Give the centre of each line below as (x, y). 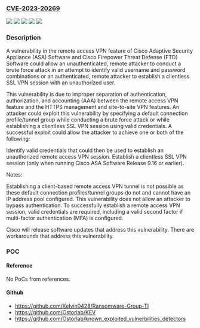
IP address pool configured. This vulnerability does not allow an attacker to (99, 199)
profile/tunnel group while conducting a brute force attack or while (88, 119)
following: (18, 138)
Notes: (14, 174)
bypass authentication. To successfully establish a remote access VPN (93, 205)
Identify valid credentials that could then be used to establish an (85, 150)
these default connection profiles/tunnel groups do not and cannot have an (99, 192)
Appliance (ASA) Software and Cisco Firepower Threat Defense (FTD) (92, 57)
